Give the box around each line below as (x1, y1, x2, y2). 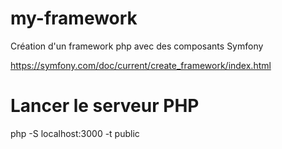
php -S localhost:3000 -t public (10, 127, 140, 139)
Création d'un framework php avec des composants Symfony (10, 40, 264, 52)
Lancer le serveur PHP (10, 95, 200, 117)
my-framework (10, 7, 138, 30)
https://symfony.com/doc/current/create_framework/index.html (10, 59, 272, 71)
